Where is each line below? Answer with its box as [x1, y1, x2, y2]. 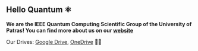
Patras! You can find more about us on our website [6, 27, 134, 34]
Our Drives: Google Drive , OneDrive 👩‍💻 [6, 38, 102, 45]
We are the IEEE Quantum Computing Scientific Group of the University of [6, 20, 192, 27]
